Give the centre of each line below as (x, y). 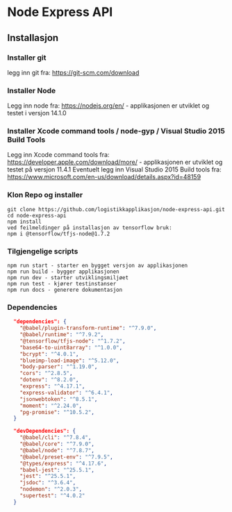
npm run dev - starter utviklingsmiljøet (68, 278)
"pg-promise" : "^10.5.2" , (57, 412)
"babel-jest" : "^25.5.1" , (57, 470)
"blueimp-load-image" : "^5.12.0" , (69, 361)
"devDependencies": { (45, 431)
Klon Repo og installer (45, 195)
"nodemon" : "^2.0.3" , (51, 489)
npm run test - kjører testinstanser (62, 284)
